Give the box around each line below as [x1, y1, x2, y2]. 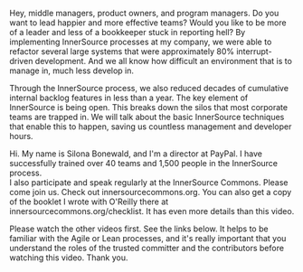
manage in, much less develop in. [9, 65, 134, 76]
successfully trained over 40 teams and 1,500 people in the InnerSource [9, 158, 279, 168]
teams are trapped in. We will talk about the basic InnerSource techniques [9, 112, 285, 122]
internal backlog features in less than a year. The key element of [9, 92, 249, 103]
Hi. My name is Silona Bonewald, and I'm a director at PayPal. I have [9, 148, 262, 159]
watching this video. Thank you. [9, 252, 128, 263]
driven [9, 56, 33, 66]
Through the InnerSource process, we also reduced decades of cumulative [9, 83, 289, 93]
